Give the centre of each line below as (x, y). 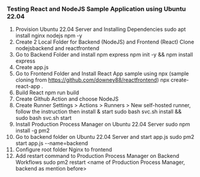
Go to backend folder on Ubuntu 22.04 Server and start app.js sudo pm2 (105, 137)
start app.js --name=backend (52, 143)
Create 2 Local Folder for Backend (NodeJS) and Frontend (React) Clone (105, 42)
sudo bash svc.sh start (44, 118)
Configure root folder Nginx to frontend (64, 150)
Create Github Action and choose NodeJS (67, 99)
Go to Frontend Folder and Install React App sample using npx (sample (102, 74)
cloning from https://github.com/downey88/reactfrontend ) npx (92, 80)
